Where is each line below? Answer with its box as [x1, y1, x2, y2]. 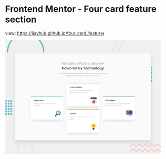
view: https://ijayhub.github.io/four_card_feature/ [5, 30, 105, 36]
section [5, 14, 37, 25]
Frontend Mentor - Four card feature [5, 3, 157, 15]
